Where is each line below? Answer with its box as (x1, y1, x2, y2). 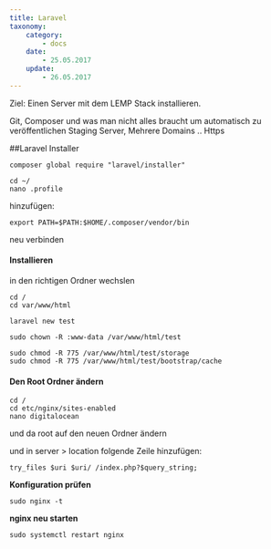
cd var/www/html (9, 300, 71, 310)
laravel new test (9, 316, 76, 326)
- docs (42, 38, 68, 48)
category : (26, 30, 64, 39)
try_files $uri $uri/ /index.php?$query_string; (9, 463, 198, 472)
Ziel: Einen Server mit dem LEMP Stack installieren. (9, 98, 202, 109)
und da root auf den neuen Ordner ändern (9, 428, 167, 439)
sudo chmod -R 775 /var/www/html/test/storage (9, 348, 190, 357)
